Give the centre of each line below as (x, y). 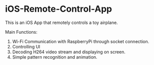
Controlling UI (26, 46)
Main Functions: (21, 32)
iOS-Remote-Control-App (59, 9)
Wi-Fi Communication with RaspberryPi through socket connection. (80, 41)
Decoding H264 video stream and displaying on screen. (69, 52)
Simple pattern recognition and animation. (55, 57)
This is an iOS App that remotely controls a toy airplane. (62, 22)
